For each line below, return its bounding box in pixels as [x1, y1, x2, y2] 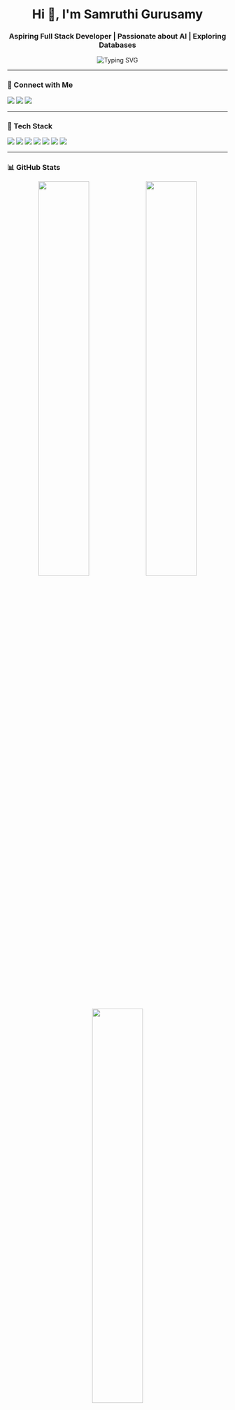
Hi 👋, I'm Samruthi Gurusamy [31, 6, 204, 22]
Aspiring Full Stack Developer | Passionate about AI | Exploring [8, 32, 227, 41]
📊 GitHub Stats [7, 163, 61, 172]
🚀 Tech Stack [7, 121, 53, 131]
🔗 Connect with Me [7, 80, 73, 90]
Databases [99, 40, 136, 50]
